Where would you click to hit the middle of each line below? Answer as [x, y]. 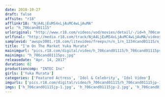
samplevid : [16, 42]
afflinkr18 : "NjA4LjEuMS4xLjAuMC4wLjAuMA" [49, 23]
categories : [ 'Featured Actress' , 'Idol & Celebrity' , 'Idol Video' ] [78, 78]
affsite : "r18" [21, 19]
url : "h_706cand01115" [28, 28]
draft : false [18, 14]
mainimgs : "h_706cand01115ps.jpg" [41, 55]
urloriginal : [18, 32]
